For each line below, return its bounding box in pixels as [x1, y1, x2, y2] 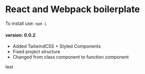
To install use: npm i [5, 20, 47, 26]
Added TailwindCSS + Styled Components [12, 43, 101, 49]
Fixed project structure [12, 49, 61, 55]
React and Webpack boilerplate [5, 4, 140, 15]
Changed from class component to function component [12, 54, 129, 60]
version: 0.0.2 [5, 32, 35, 38]
